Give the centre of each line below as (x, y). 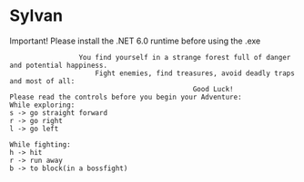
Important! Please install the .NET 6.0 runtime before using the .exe (135, 41)
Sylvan (36, 16)
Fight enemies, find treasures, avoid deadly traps (195, 73)
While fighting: (40, 144)
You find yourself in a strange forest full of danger (185, 57)
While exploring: (42, 105)
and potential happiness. (58, 65)
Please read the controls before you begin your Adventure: (126, 97)
